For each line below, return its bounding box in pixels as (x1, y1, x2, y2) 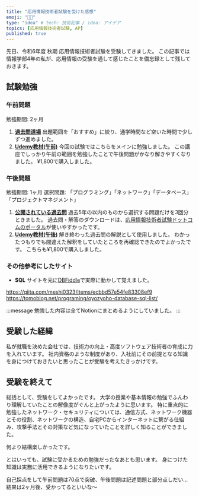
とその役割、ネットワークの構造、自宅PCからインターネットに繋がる (6, 416, 174, 423)
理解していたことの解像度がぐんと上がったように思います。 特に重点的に (11, 401, 188, 408)
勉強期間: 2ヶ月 (6, 115, 44, 122)
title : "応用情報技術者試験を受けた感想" (6, 8, 97, 15)
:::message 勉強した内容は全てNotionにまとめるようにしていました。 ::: (6, 307, 181, 314)
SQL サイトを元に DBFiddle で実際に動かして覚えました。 (14, 276, 153, 284)
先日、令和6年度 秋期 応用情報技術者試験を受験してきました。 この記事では (6, 48, 190, 55)
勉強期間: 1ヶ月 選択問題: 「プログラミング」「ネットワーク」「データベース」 (6, 189, 192, 196)
